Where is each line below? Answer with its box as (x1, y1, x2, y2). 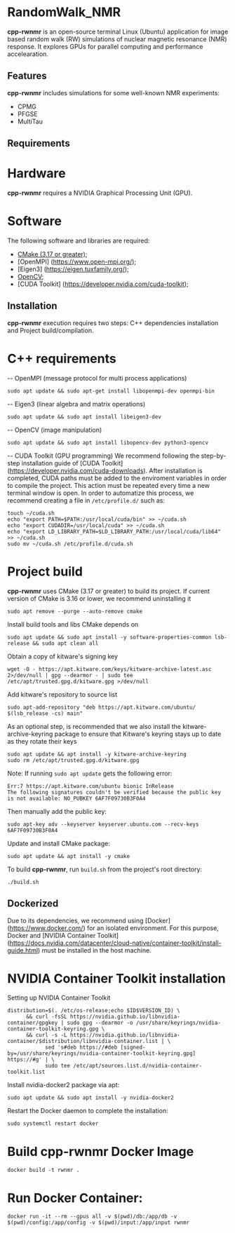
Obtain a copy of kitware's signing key (7, 652, 118, 660)
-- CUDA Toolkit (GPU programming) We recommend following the (7, 451, 200, 460)
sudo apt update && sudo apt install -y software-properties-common (7, 634, 212, 641)
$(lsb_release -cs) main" (7, 709, 83, 717)
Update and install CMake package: (7, 839, 110, 847)
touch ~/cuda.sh (7, 510, 55, 517)
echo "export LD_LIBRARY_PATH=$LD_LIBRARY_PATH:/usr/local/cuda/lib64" (7, 528, 221, 535)
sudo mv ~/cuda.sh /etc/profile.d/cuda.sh (7, 540, 133, 547)
